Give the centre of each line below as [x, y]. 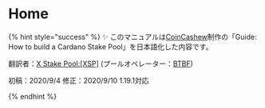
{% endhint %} [33, 96]
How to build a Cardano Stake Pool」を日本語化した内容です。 [111, 46]
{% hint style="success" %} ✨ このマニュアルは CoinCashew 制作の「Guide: [132, 37]
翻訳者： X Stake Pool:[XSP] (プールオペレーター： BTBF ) [101, 64]
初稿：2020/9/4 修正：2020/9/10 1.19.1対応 [79, 80]
